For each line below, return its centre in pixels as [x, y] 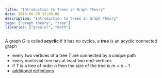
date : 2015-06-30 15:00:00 [32, 14]
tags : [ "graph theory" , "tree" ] [38, 23]
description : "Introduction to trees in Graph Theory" [62, 18]
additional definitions [33, 71]
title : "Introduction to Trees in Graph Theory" [55, 9]
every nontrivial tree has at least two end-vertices [62, 61]
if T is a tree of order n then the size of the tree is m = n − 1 [71, 66]
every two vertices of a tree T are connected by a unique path [74, 55]
